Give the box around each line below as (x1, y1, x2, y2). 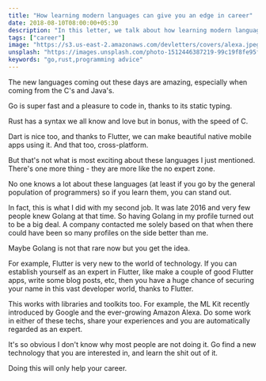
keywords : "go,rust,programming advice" (8, 56, 144, 64)
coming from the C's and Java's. (8, 85, 115, 95)
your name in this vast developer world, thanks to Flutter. (8, 284, 194, 293)
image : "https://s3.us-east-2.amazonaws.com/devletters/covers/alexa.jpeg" (8, 41, 264, 49)
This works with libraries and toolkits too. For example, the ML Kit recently (8, 299, 250, 308)
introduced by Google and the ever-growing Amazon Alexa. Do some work (8, 307, 252, 317)
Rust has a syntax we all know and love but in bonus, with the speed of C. (8, 116, 249, 126)
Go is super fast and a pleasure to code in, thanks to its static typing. (8, 100, 232, 111)
